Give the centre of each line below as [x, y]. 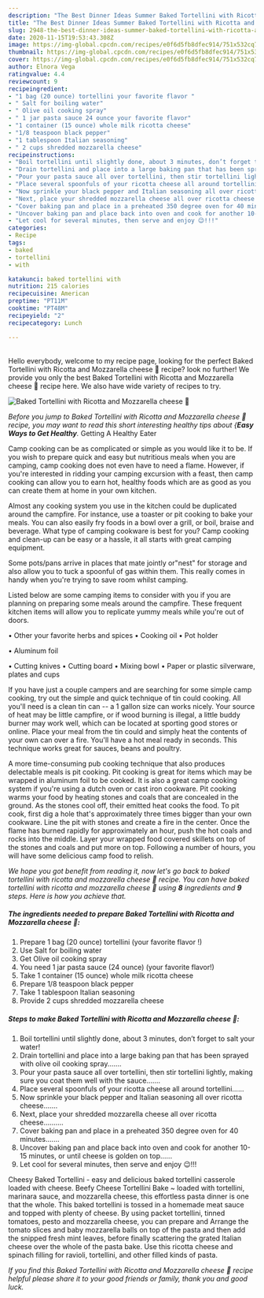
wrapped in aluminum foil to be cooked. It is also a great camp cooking [123, 780]
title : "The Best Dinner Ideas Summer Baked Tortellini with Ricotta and [132, 23]
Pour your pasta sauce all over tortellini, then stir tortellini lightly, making [136, 1072]
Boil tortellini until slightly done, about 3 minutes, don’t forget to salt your [137, 1039]
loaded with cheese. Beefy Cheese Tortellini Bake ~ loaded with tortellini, [126, 1188]
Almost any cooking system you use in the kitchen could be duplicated [123, 505]
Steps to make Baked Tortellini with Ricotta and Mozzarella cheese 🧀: [124, 1019]
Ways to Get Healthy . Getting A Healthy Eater [82, 433]
